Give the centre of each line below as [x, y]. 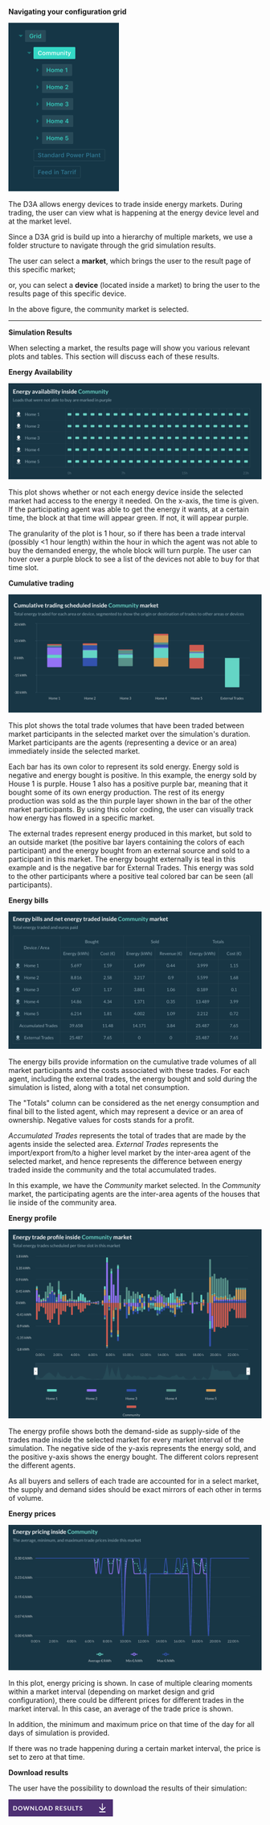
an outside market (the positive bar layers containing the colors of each [127, 842]
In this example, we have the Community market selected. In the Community [135, 1186]
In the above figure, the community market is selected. [98, 309]
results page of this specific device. [67, 294]
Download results [39, 1772]
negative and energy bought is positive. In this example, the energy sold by [133, 775]
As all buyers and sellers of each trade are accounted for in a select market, [134, 1481]
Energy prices [32, 1513]
